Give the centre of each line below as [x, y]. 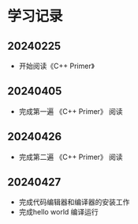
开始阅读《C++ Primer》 [57, 66]
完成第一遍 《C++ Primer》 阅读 [71, 111]
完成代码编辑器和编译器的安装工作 [74, 202]
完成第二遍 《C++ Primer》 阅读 [71, 157]
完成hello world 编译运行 [59, 212]
